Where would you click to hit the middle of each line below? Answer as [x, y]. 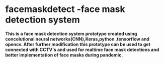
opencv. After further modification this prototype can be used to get [78, 44]
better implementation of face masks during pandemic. [64, 55]
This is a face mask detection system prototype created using [71, 33]
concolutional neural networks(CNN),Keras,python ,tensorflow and [77, 39]
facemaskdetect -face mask [65, 9]
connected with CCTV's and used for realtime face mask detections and [82, 49]
